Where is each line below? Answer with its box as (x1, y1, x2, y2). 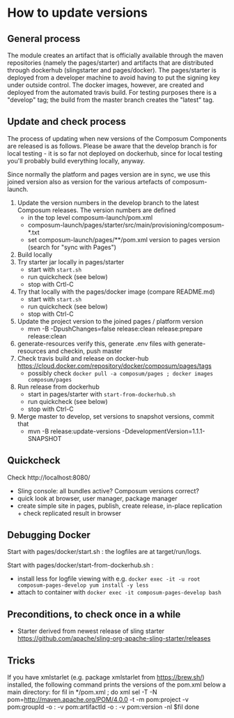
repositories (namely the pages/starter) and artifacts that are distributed (7, 59, 214, 67)
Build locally (17, 250, 53, 259)
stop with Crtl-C (27, 280, 75, 288)
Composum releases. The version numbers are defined (17, 206, 176, 214)
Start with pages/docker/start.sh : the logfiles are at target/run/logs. (7, 548, 202, 556)
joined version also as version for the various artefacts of (7, 177, 171, 186)
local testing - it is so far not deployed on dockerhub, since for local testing (7, 149, 223, 158)
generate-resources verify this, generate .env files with (17, 339, 176, 347)
